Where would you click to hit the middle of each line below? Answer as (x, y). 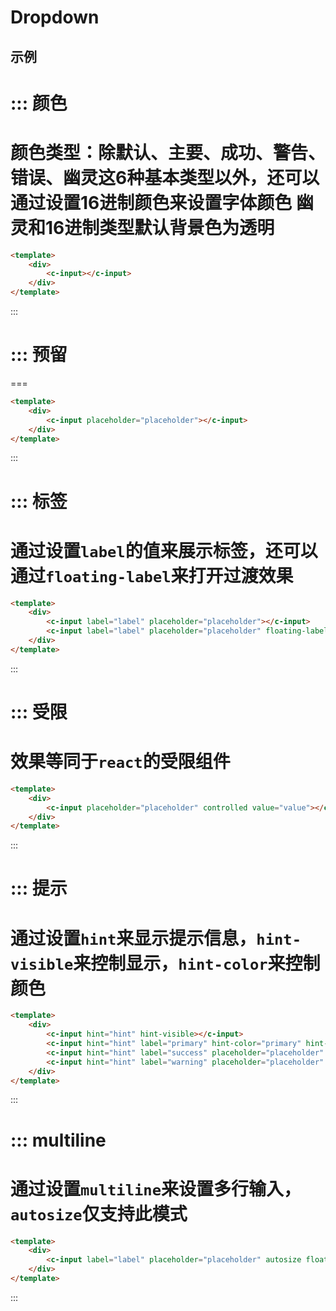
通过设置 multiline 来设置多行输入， (156, 1188)
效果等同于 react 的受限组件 (120, 762)
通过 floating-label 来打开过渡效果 (152, 575)
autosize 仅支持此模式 (99, 1213)
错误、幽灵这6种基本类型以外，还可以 (165, 177)
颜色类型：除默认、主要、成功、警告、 (168, 152)
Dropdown (55, 17)
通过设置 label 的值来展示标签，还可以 (164, 550)
